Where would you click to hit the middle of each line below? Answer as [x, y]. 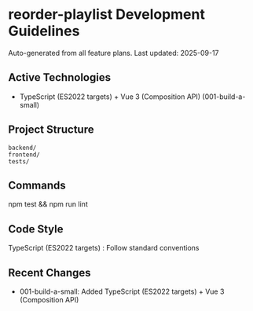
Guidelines [44, 31]
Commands [37, 185]
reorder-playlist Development [107, 15]
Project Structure [51, 130]
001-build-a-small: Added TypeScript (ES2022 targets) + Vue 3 [122, 291]
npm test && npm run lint [48, 204]
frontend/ [24, 155]
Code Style [36, 229]
